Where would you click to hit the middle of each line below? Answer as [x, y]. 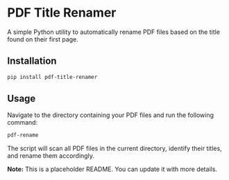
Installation [32, 61]
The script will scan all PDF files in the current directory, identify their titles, [114, 148]
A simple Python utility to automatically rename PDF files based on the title [114, 32]
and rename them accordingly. [51, 156]
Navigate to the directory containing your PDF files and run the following [110, 115]
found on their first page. [43, 39]
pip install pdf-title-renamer [52, 77]
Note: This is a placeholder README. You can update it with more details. [112, 169]
